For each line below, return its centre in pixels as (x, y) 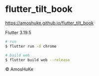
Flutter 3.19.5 (18, 32)
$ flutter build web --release (38, 60)
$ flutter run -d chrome (31, 46)
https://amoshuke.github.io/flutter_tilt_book (49, 23)
